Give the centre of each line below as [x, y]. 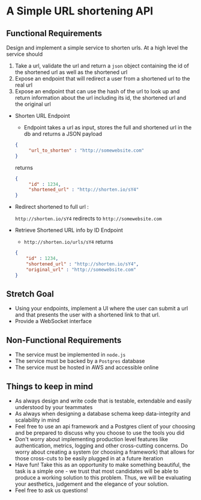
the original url [33, 104]
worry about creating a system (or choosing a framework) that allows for [105, 452]
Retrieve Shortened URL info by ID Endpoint [69, 230]
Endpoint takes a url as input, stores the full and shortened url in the [108, 127]
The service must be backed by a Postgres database [80, 361]
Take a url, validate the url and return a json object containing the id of [102, 66]
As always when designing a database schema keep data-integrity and [103, 413]
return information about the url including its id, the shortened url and [100, 98]
